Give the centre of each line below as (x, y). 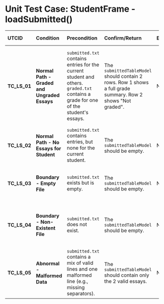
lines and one (82, 269)
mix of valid (80, 263)
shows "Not (118, 100)
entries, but (80, 141)
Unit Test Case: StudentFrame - (70, 9)
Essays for (49, 148)
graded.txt (79, 88)
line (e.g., (77, 281)
